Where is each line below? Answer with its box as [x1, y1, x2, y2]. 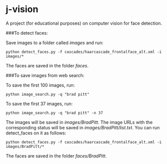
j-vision [6, 4, 38, 15]
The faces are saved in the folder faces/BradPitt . [6, 152, 107, 159]
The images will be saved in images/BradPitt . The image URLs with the [6, 119, 153, 125]
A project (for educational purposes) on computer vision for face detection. [6, 20, 162, 26]
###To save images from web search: [6, 72, 85, 78]
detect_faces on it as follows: [6, 130, 67, 136]
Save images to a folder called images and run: [6, 39, 104, 46]
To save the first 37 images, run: [6, 101, 73, 107]
